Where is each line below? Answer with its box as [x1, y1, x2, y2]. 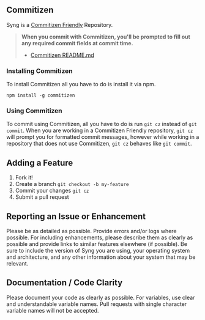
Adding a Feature [6, 157, 73, 168]
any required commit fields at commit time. [21, 39, 133, 47]
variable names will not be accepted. [6, 307, 99, 314]
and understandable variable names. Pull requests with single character [6, 300, 187, 308]
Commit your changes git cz [15, 187, 89, 195]
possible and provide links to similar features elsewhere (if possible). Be [6, 240, 188, 248]
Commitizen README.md [30, 51, 95, 59]
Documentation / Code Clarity [6, 278, 123, 288]
